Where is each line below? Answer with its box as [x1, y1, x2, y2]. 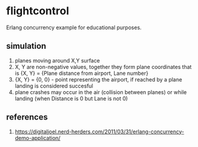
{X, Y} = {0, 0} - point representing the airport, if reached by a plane [14, 76, 182, 83]
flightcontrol [6, 4, 70, 18]
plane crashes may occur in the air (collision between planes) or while [14, 88, 187, 96]
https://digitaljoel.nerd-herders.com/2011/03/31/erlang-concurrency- [14, 128, 184, 135]
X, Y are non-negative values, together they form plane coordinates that [14, 63, 192, 70]
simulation [6, 41, 47, 51]
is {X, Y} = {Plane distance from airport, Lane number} [14, 70, 148, 77]
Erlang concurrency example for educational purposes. [6, 24, 142, 31]
